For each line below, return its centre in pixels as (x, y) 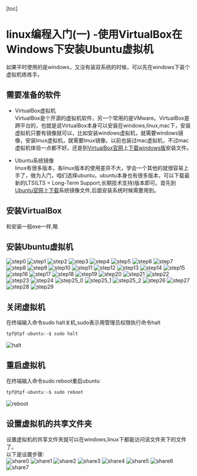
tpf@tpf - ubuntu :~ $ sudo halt (42, 334)
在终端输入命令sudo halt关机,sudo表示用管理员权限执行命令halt (83, 323)
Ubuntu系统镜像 (34, 160)
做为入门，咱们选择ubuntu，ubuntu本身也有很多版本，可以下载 (108, 175)
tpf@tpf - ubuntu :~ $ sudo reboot (45, 392)
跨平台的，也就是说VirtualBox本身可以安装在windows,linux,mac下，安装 (103, 125)
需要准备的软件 (34, 95)
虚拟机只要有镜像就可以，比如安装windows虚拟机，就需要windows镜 (99, 133)
